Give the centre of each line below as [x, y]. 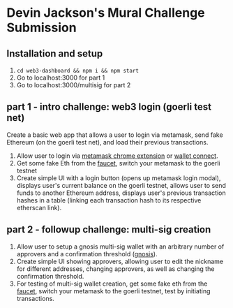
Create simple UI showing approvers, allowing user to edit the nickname [120, 261]
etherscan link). [39, 207]
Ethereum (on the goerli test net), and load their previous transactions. [107, 142]
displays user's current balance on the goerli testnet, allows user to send [121, 185]
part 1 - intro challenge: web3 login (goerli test [109, 107]
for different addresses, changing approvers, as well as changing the [115, 269]
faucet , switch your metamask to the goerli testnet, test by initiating [113, 291]
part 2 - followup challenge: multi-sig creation [109, 229]
